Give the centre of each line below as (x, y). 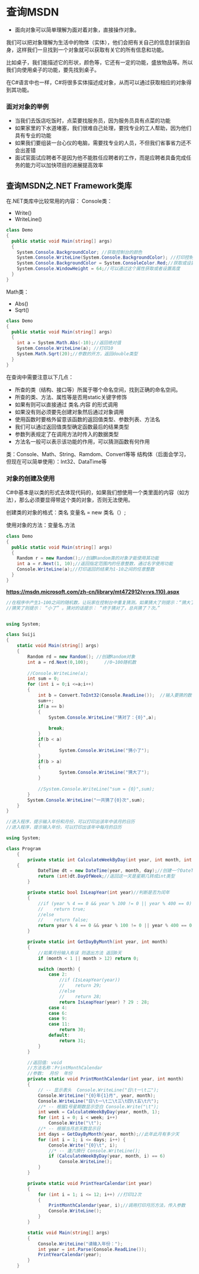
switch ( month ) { (59, 969)
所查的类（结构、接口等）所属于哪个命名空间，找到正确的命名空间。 (98, 390)
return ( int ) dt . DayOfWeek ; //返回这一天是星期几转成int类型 (106, 876)
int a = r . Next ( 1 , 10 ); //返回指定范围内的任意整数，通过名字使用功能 (95, 564)
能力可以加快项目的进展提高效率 (64, 165)
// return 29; (80, 986)
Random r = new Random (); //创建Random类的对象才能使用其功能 (88, 558)
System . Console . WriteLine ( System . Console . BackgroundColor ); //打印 (101, 258)
